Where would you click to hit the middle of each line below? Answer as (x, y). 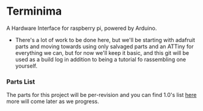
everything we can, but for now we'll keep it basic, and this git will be (102, 52)
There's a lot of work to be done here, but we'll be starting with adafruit (105, 40)
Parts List (21, 82)
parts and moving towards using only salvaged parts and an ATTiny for (104, 46)
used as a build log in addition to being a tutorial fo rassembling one (101, 59)
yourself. (26, 66)
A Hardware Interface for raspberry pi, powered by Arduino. (82, 28)
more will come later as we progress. (53, 101)
